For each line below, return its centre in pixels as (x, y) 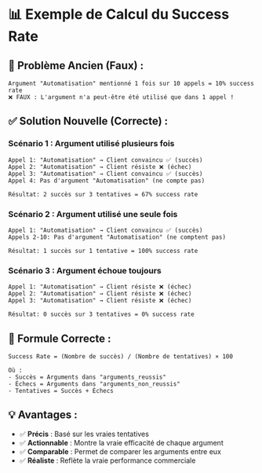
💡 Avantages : (43, 415)
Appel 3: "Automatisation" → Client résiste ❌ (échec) (100, 301)
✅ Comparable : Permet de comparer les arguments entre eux (120, 451)
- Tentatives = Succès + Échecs (61, 391)
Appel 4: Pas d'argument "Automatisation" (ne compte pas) (107, 181)
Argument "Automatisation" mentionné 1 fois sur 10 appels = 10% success (131, 83)
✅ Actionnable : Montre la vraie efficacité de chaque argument (121, 442)
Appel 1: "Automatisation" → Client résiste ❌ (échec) (100, 287)
